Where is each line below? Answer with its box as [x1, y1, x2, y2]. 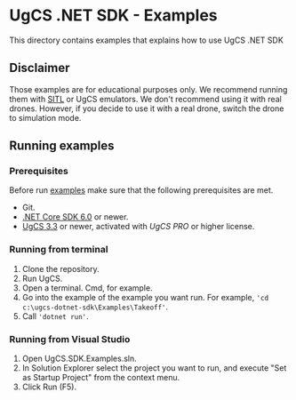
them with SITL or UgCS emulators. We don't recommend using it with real [9, 93, 282, 104]
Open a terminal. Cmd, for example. [21, 282, 153, 293]
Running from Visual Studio [9, 332, 131, 345]
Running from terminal [9, 244, 108, 256]
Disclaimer [9, 60, 70, 76]
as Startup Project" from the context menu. [21, 372, 180, 383]
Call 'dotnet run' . [21, 310, 89, 321]
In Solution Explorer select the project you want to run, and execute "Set [21, 363, 287, 373]
